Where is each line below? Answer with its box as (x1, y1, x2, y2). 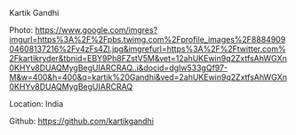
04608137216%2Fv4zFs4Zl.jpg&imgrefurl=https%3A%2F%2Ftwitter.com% (9, 44, 286, 54)
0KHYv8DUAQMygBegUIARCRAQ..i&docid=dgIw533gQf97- (9, 62, 228, 73)
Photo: (9, 25, 34, 35)
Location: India (9, 99, 64, 109)
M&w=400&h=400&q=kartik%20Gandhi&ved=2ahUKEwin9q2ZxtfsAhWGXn (9, 72, 287, 83)
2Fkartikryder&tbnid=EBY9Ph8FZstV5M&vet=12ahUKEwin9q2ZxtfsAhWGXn (9, 53, 287, 63)
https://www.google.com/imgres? (35, 25, 158, 35)
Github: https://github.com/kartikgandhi (9, 115, 154, 126)
